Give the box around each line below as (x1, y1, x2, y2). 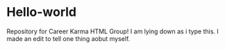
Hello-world (6, 4, 77, 20)
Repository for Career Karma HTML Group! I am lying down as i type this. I (6, 27, 219, 35)
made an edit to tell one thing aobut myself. (6, 34, 131, 42)
